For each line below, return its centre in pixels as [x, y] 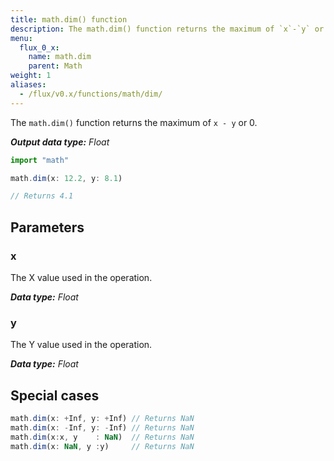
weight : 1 [31, 76]
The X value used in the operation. [81, 277]
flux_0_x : [39, 47]
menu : [21, 38]
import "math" [40, 160]
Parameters [47, 227]
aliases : [28, 85]
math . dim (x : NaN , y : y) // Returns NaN [102, 446]
